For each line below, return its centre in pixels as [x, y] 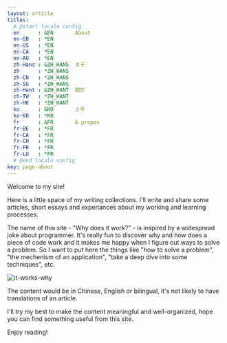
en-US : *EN [33, 45]
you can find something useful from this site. [71, 319]
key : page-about [30, 167]
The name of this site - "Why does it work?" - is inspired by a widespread [111, 228]
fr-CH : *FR [33, 142]
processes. [23, 214]
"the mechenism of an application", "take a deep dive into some [97, 257]
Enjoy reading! [28, 332]
